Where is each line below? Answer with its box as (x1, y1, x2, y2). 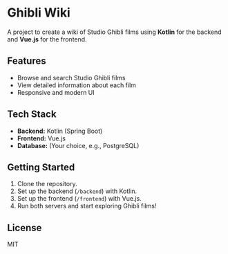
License (7, 221, 42, 233)
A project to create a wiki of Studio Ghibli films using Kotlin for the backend (7, 28, 222, 36)
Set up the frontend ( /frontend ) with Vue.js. (17, 194, 142, 203)
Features (7, 55, 46, 67)
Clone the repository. (17, 180, 77, 188)
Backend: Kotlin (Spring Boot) (17, 127, 103, 135)
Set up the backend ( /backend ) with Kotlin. (17, 187, 137, 195)
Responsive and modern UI (17, 88, 95, 96)
